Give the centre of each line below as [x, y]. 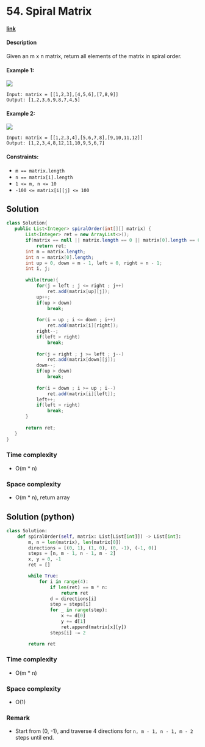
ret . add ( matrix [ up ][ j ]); [79, 291]
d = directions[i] [73, 599]
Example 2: [21, 113]
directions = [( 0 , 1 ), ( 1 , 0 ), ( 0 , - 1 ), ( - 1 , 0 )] [92, 548]
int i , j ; [38, 269]
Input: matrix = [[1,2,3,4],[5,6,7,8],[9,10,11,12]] [75, 138]
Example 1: [20, 70]
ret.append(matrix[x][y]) [94, 627]
